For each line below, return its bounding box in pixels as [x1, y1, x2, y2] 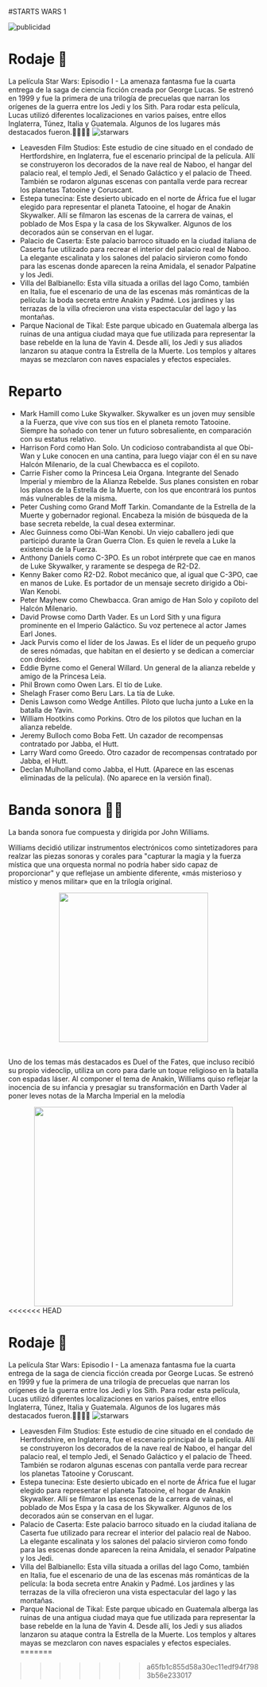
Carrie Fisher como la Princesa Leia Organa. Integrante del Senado [19, 468, 239, 478]
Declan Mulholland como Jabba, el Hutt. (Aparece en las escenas [19, 765, 234, 774]
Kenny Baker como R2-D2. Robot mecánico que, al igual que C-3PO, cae [19, 569, 258, 579]
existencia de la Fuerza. [19, 544, 98, 553]
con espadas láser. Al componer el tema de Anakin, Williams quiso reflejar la [8, 1074, 258, 1083]
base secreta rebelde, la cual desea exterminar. [19, 518, 176, 529]
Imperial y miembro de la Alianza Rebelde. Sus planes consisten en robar [19, 476, 259, 486]
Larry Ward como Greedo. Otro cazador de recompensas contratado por [19, 747, 258, 757]
